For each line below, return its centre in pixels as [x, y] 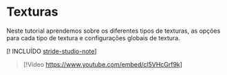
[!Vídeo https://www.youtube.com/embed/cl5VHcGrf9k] [103, 64]
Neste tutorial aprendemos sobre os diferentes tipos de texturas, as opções [113, 31]
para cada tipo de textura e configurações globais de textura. [93, 37]
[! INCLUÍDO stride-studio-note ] [52, 51]
